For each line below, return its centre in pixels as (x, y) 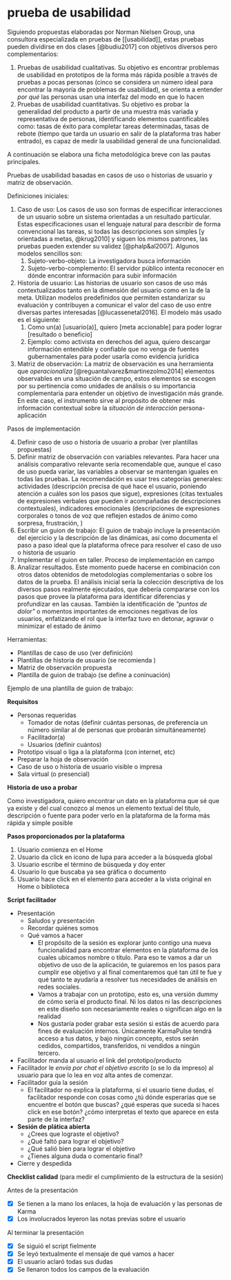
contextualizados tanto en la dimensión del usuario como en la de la (113, 290)
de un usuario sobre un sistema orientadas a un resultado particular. (114, 217)
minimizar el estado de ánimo (59, 626)
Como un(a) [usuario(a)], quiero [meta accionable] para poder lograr (125, 327)
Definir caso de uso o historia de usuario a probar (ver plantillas (108, 442)
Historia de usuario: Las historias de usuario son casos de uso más (112, 282)
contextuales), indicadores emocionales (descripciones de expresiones (119, 508)
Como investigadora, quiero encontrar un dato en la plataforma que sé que (113, 800)
